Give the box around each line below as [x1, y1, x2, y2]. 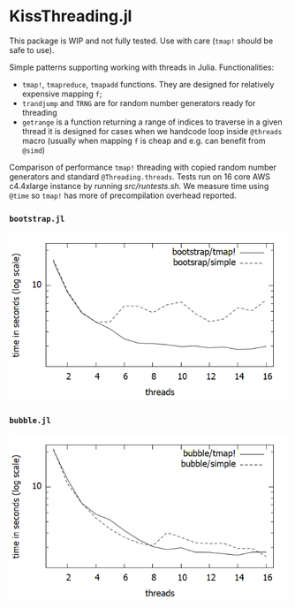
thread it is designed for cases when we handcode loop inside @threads [21, 125, 283, 136]
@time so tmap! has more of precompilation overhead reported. [9, 190, 237, 201]
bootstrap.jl [9, 214, 65, 224]
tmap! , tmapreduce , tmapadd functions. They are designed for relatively [21, 79, 275, 89]
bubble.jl [9, 415, 51, 425]
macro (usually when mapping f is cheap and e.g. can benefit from [21, 135, 266, 146]
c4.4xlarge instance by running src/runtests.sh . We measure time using [9, 180, 269, 191]
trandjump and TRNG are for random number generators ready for [21, 97, 256, 108]
